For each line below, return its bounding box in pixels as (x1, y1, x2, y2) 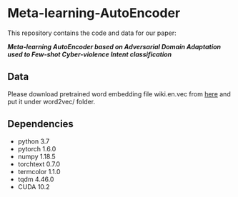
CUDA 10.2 (17, 182, 50, 191)
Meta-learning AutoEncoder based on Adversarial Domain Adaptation (7, 42, 222, 51)
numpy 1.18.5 (17, 152, 56, 161)
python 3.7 (17, 137, 50, 146)
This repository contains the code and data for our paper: (7, 29, 177, 37)
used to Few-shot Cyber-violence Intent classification (7, 50, 172, 59)
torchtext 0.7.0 (17, 159, 61, 168)
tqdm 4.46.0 (17, 175, 54, 183)
